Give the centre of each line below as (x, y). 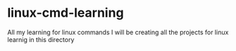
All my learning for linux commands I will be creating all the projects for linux (118, 32)
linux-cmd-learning (66, 13)
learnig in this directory (41, 39)
